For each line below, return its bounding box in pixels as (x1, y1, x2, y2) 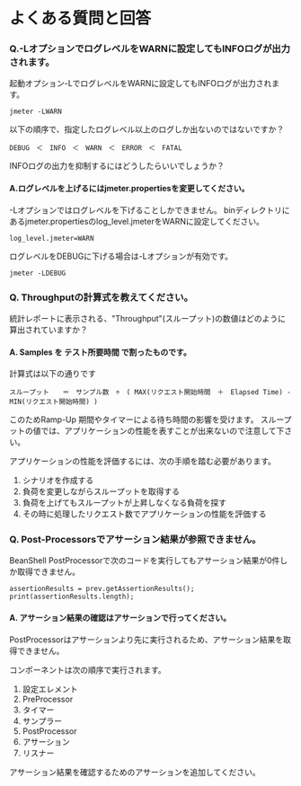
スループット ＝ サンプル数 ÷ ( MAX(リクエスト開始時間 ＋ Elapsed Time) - (9, 388, 292, 397)
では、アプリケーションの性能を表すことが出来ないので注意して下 (40, 426, 285, 437)
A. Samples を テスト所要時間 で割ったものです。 (9, 347, 191, 358)
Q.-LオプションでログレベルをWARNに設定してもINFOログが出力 (9, 42, 290, 55)
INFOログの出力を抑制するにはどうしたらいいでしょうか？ (9, 161, 225, 172)
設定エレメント (22, 684, 78, 694)
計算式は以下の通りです (9, 368, 96, 379)
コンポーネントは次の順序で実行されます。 (9, 664, 166, 675)
